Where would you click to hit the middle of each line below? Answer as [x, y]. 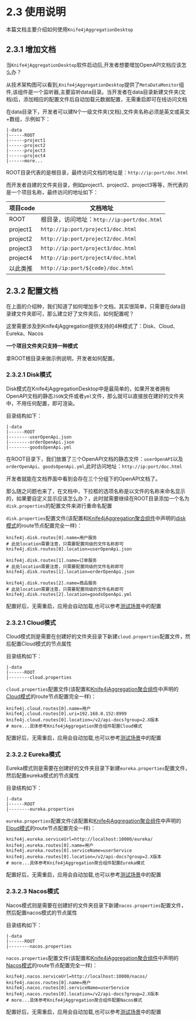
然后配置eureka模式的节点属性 [43, 776]
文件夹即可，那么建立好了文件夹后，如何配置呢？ [75, 313]
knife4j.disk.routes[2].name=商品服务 [52, 583]
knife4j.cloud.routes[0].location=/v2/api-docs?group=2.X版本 [82, 720]
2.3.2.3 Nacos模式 [33, 892]
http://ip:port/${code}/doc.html [87, 268]
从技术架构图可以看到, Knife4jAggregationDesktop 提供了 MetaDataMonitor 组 [95, 84]
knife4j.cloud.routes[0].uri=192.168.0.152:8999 [66, 714]
